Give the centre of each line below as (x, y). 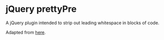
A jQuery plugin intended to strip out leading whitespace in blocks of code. (82, 23)
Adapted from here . (26, 32)
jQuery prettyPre (41, 9)
